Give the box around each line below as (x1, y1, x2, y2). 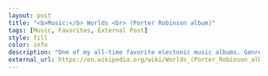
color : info (8, 41, 48, 49)
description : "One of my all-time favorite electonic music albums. (8, 48, 241, 56)
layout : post (8, 11, 52, 20)
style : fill (8, 33, 48, 42)
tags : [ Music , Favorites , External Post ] (8, 26, 148, 34)
